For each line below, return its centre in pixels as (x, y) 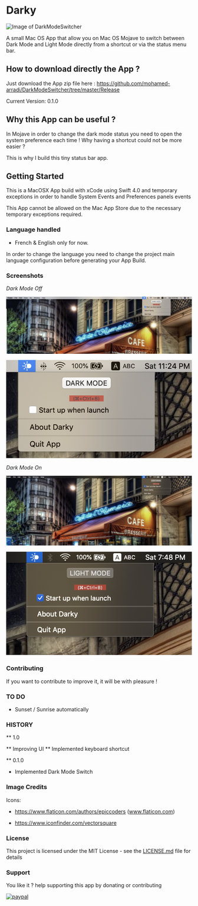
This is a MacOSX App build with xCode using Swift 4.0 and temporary (92, 191)
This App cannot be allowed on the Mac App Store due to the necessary (94, 208)
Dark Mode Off (24, 288)
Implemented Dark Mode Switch (54, 772)
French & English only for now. (52, 242)
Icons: (14, 800)
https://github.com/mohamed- (133, 83)
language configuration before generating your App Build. (76, 260)
